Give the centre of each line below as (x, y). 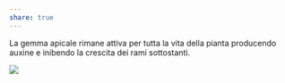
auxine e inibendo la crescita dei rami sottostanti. (100, 52)
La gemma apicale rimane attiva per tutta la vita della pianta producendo (143, 43)
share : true (31, 17)
